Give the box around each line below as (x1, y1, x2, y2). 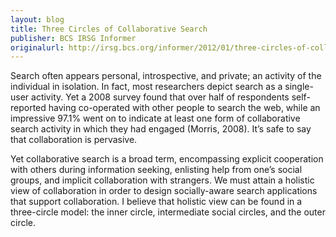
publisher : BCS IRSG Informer (10, 33, 137, 43)
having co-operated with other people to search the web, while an (48, 102, 321, 114)
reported (10, 102, 47, 114)
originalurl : (10, 42, 65, 53)
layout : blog (10, 14, 65, 25)
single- (284, 81, 314, 93)
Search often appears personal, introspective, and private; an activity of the (10, 70, 322, 82)
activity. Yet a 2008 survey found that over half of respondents (31, 91, 290, 103)
